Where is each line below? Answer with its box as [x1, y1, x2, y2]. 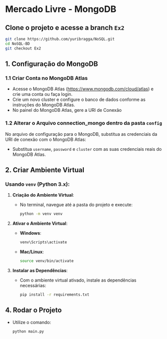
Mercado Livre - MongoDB [5, 3, 117, 15]
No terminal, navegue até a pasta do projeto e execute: [19, 202, 133, 208]
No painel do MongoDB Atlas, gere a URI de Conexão [12, 107, 122, 113]
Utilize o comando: [12, 319, 51, 325]
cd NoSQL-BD [5, 41, 30, 46]
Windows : [19, 230, 41, 236]
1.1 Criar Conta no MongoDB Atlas [5, 74, 88, 81]
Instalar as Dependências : [12, 267, 68, 273]
